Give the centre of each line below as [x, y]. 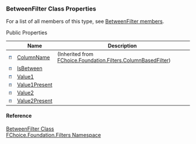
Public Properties [27, 33]
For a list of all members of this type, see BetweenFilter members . [85, 22]
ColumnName [34, 57]
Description [122, 45]
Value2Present [35, 101]
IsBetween [30, 68]
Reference [19, 116]
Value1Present [35, 85]
